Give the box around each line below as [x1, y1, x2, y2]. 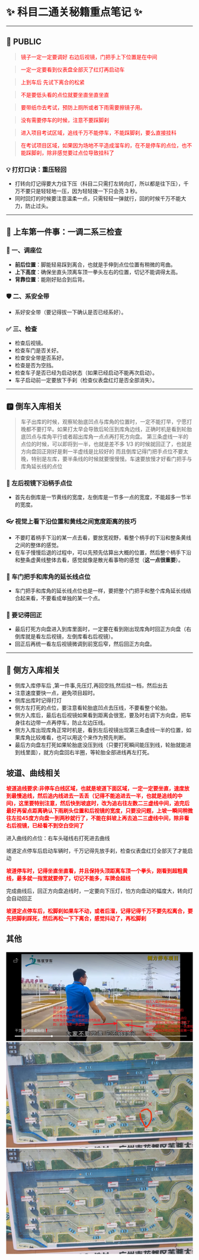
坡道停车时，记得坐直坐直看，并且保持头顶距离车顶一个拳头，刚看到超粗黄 [6, 867, 188, 874]
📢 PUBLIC [6, 37, 41, 47]
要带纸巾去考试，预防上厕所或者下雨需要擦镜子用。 [20, 103, 146, 111]
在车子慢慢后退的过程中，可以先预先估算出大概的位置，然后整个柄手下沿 [14, 549, 191, 556]
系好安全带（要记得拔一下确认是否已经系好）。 [14, 308, 127, 316]
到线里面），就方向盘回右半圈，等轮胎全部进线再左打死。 [14, 749, 153, 756]
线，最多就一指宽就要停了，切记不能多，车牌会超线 [6, 874, 131, 881]
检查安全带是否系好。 [14, 354, 67, 361]
